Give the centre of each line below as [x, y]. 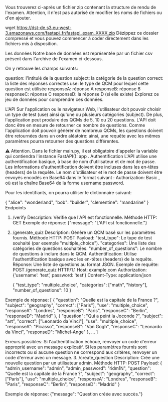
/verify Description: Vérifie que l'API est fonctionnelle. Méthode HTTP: [85, 217]
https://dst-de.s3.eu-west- [44, 28]
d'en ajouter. [18, 18]
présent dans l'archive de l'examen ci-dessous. [54, 59]
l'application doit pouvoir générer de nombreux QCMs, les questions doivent [84, 130]
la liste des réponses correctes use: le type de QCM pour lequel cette [77, 83]
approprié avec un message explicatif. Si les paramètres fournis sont [76, 347]
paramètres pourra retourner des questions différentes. [62, 141]
